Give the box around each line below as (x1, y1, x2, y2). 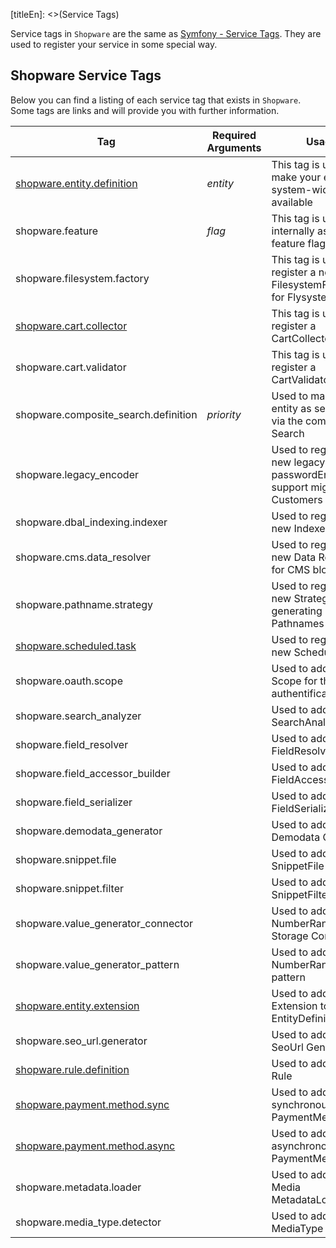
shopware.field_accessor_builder (15, 766, 171, 780)
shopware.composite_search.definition (15, 407, 198, 421)
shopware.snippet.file (15, 852, 117, 866)
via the (271, 414, 303, 428)
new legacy (271, 455, 326, 469)
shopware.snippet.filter (15, 881, 125, 895)
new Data (271, 550, 317, 564)
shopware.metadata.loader (15, 1180, 142, 1194)
